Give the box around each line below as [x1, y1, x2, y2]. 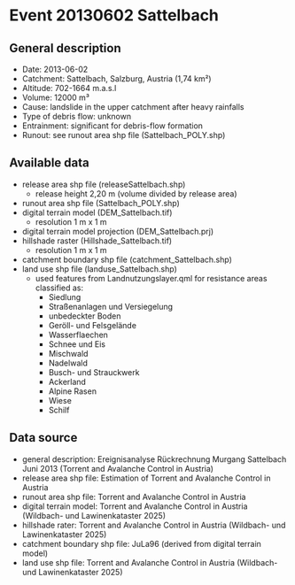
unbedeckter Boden [48, 311, 121, 321]
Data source [9, 430, 78, 445]
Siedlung [48, 291, 82, 302]
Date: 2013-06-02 [21, 64, 89, 74]
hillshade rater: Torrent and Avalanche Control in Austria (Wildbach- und [21, 520, 286, 530]
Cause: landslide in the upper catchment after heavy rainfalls [21, 102, 245, 112]
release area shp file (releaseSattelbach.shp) [21, 179, 186, 189]
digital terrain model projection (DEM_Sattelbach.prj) [21, 226, 214, 236]
